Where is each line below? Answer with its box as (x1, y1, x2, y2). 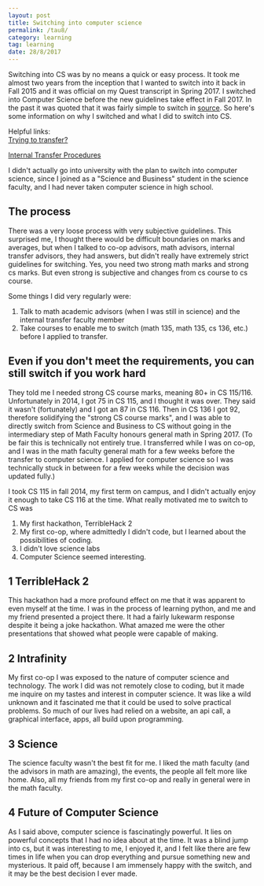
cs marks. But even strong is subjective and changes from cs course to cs (8, 268, 248, 277)
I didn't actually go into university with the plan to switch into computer (8, 166, 238, 175)
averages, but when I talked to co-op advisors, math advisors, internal (8, 242, 235, 252)
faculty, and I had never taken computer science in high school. (8, 183, 214, 191)
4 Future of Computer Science (8, 806, 159, 819)
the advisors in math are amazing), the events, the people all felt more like (8, 766, 247, 776)
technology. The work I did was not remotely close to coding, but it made (8, 681, 245, 691)
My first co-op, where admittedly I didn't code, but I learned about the (19, 526, 246, 536)
